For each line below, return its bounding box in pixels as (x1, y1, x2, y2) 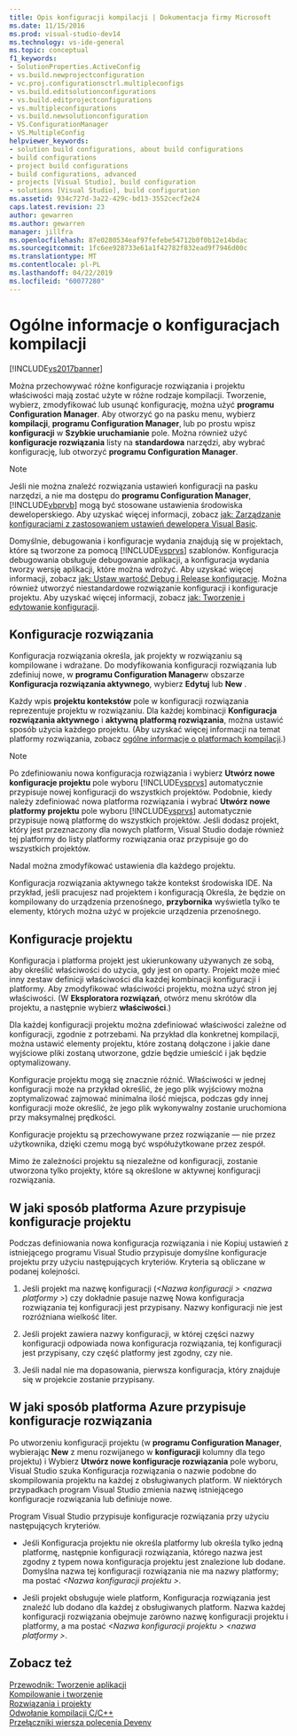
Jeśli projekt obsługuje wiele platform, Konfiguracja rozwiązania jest (21, 1592, 271, 1603)
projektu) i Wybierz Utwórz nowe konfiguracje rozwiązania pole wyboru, (9, 1456, 278, 1466)
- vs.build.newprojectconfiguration (9, 71, 145, 80)
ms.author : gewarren (9, 219, 86, 228)
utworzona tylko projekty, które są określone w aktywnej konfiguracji (9, 1165, 262, 1176)
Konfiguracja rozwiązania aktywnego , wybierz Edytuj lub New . (9, 679, 247, 690)
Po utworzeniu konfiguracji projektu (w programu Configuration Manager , (9, 1437, 282, 1448)
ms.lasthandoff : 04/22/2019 (9, 269, 113, 278)
